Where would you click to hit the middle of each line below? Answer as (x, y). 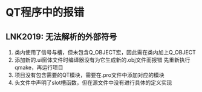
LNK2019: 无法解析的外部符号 (61, 37)
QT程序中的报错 (45, 12)
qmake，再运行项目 (39, 67)
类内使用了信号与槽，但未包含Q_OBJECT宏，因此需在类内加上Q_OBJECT (105, 52)
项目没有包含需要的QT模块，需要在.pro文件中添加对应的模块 (89, 75)
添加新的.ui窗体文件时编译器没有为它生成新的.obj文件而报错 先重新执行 (102, 60)
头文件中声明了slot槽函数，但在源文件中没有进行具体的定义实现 (93, 83)
